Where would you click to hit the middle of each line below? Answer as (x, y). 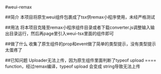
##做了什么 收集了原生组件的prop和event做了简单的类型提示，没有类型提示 (80, 44)
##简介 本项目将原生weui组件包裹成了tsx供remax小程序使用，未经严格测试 (80, 17)
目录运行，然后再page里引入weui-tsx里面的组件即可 (61, 33)
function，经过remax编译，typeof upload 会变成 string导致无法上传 (73, 66)
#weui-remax (19, 7)
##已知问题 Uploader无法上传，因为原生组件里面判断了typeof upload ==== (81, 60)
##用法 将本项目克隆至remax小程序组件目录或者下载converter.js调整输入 (78, 27)
